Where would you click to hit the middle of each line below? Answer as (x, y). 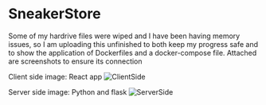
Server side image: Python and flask (68, 91)
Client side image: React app (55, 76)
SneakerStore (55, 14)
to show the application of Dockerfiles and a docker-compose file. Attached (133, 52)
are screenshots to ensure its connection (75, 61)
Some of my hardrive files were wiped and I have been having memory (124, 36)
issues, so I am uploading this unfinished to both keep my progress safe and (133, 44)
